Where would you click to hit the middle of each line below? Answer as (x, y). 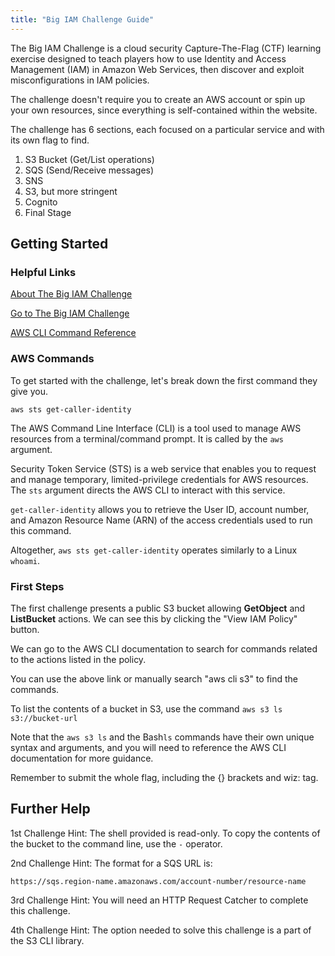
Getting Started (59, 244)
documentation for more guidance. (82, 758)
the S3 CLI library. (47, 940)
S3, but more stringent (71, 191)
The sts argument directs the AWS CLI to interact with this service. (148, 490)
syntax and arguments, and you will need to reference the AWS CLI (148, 747)
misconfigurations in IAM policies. (80, 80)
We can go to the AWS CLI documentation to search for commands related (164, 648)
